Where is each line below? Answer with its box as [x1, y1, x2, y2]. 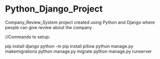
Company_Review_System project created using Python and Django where [5, 19, 155, 25]
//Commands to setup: [5, 34, 50, 40]
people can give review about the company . [5, 24, 95, 30]
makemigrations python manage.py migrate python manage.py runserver [5, 48, 152, 54]
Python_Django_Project [5, 3, 103, 15]
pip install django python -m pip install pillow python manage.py [5, 43, 134, 49]
